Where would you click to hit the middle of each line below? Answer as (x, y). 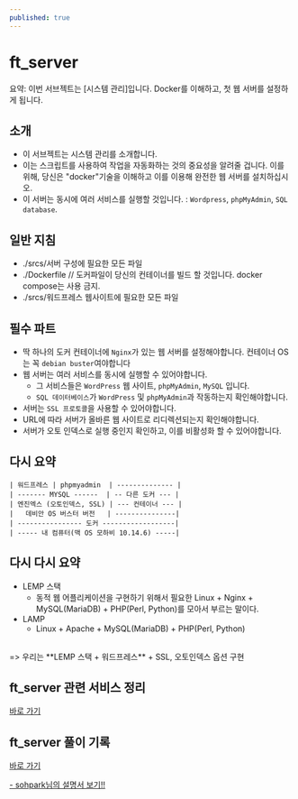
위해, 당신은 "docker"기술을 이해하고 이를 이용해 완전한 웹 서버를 (136, 177)
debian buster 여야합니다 (86, 363)
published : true (40, 18)
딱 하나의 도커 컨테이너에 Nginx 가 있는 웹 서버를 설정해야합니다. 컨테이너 (149, 352)
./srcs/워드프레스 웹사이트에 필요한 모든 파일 (100, 298)
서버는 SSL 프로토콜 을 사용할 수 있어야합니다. (99, 408)
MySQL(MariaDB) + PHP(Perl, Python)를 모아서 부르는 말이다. (147, 609)
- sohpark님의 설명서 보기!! (58, 785)
